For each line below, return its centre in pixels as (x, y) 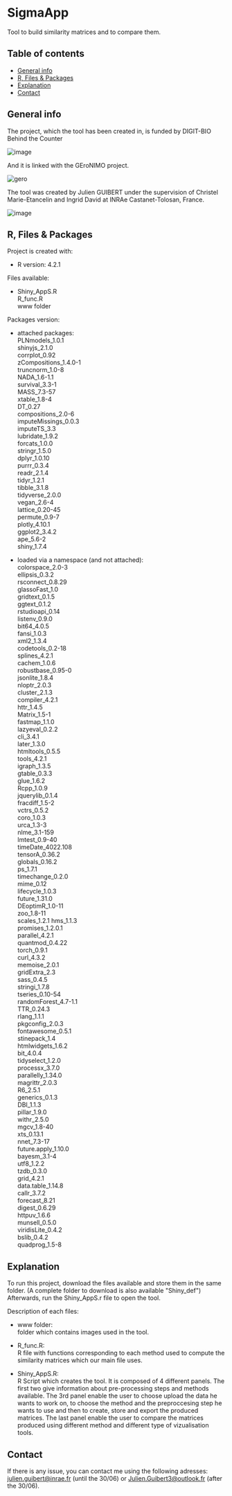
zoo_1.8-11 (32, 913)
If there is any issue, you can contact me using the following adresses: (108, 1471)
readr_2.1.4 (33, 473)
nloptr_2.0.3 (34, 685)
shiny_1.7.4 (32, 547)
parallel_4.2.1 (35, 935)
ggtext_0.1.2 (34, 604)
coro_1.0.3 (32, 818)
